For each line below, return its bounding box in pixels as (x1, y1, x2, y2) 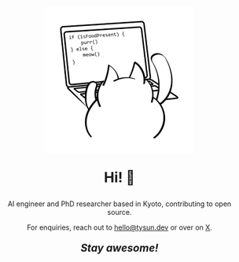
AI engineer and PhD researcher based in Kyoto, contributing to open (7, 199, 232, 208)
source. (107, 208, 132, 216)
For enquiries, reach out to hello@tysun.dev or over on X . (26, 223, 213, 232)
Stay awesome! (80, 242, 159, 254)
